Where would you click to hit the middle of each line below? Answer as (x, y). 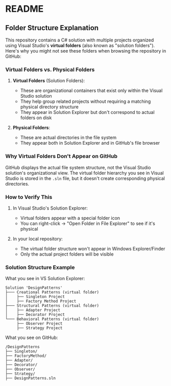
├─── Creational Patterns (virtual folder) (52, 292)
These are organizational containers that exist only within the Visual (91, 90)
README (25, 9)
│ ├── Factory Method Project (41, 301)
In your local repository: (38, 239)
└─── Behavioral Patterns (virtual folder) (52, 319)
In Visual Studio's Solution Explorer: (50, 208)
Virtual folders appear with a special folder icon (70, 218)
